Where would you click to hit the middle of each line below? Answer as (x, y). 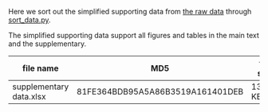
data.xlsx (29, 97)
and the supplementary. (47, 44)
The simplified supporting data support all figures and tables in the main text (134, 35)
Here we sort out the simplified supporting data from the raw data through (130, 12)
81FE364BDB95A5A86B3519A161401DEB (160, 92)
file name (41, 68)
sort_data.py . (30, 20)
